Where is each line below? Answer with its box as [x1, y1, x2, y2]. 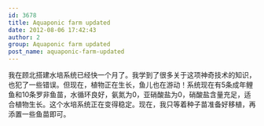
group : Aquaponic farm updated [8, 41, 111, 49]
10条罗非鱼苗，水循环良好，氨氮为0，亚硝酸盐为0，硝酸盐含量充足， [21, 90, 245, 99]
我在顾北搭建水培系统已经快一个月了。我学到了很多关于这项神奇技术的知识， [8, 70, 256, 79]
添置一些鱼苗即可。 [8, 110, 71, 118]
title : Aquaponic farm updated [8, 19, 111, 27]
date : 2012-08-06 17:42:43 [8, 26, 97, 34]
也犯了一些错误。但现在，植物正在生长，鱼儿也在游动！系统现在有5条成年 [8, 80, 247, 89]
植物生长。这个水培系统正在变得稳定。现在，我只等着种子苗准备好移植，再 [14, 99, 256, 109]
